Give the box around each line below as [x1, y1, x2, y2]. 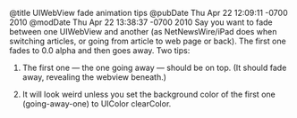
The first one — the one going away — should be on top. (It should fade [21, 62, 287, 73]
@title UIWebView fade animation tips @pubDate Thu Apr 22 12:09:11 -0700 [9, 8, 288, 18]
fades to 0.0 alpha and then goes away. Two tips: [9, 45, 191, 56]
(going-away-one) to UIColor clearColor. [21, 98, 172, 109]
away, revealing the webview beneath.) [21, 72, 167, 83]
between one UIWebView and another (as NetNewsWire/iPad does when [9, 27, 277, 36]
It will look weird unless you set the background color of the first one [21, 89, 276, 99]
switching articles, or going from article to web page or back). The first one [9, 35, 286, 46]
